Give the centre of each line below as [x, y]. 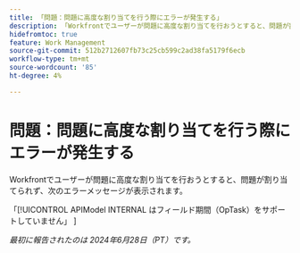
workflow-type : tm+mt [50, 59]
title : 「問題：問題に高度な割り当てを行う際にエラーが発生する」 [116, 17]
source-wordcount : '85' [54, 68]
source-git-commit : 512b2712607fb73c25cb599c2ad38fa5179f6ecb [127, 51]
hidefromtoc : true [43, 34]
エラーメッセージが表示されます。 [125, 190]
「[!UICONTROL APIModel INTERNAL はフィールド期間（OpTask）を [136, 209]
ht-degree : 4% [36, 76]
